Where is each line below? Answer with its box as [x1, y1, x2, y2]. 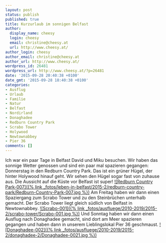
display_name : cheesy [10, 31, 55, 36]
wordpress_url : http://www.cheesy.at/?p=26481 [5, 69, 104, 74]
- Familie [5, 96, 26, 101]
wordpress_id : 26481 [5, 64, 49, 69]
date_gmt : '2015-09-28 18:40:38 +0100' [5, 78, 89, 83]
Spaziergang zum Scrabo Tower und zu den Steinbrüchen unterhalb [5, 195, 146, 201]
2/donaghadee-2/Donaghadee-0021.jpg [5, 232, 88, 238]
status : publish [5, 12, 39, 17]
